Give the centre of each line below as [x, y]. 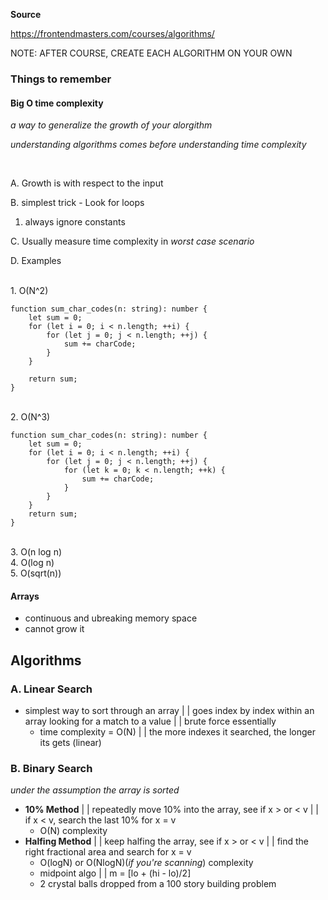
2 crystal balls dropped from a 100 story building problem [158, 884]
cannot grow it [54, 629]
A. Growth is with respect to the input [87, 183]
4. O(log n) [32, 563]
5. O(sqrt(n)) [36, 573]
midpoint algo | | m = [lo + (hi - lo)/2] [115, 873]
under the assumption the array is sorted [95, 790]
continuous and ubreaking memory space [111, 618]
